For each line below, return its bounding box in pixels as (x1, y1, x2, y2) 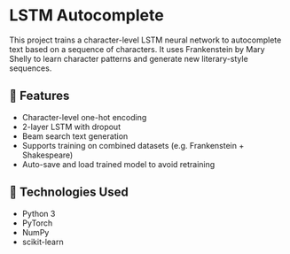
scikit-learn (21, 236, 64, 247)
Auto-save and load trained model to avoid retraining (21, 158, 216, 169)
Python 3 (21, 208, 56, 219)
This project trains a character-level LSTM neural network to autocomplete (9, 35, 282, 45)
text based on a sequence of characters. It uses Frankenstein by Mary (9, 43, 265, 54)
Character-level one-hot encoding (21, 112, 147, 122)
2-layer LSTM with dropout (21, 121, 121, 132)
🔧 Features (9, 89, 70, 104)
